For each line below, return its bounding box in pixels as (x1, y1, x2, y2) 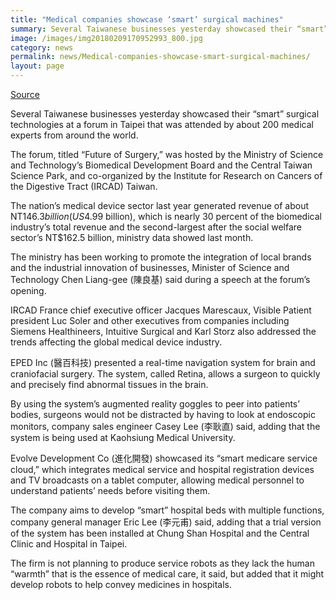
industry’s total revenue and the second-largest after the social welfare (10, 221, 303, 233)
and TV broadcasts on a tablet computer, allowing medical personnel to (10, 474, 305, 486)
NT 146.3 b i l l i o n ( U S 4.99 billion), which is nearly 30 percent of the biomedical (10, 211, 322, 222)
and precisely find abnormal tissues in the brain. (10, 379, 209, 390)
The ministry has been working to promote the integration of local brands (10, 251, 312, 263)
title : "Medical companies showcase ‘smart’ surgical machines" (10, 14, 284, 25)
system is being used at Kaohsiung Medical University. (10, 432, 236, 443)
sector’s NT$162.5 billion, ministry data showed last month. (10, 232, 254, 243)
